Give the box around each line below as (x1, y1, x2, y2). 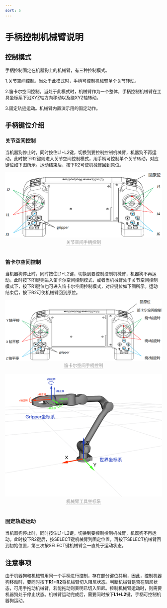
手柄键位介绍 (5, 121, 45, 129)
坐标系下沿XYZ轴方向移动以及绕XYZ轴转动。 (9, 95, 101, 101)
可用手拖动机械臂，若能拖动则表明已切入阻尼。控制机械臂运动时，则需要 (13, 585, 162, 591)
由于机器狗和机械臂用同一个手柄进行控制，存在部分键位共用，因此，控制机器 (5, 573, 162, 579)
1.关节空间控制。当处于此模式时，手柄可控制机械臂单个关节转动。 (5, 78, 139, 84)
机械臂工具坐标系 (66, 498, 101, 504)
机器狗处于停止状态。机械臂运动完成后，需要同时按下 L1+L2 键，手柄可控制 (5, 592, 157, 598)
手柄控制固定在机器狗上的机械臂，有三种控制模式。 (5, 67, 110, 73)
